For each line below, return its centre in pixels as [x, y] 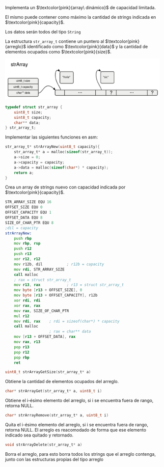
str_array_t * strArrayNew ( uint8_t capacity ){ [52, 147]
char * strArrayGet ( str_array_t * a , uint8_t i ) [54, 391]
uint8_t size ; [28, 112]
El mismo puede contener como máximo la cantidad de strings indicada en [81, 17]
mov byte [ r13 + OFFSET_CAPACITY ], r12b [56, 295]
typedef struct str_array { [34, 107]
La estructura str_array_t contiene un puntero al [55, 41]
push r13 [23, 254]
